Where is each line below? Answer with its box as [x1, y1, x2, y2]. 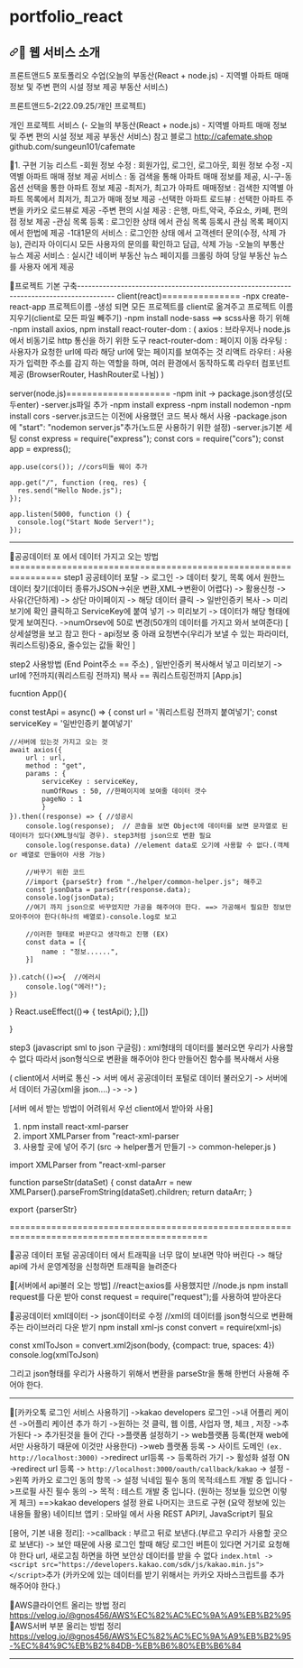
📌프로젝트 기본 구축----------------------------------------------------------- [9, 281, 292, 290]
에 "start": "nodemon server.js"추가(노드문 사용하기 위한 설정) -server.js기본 [9, 422, 283, 432]
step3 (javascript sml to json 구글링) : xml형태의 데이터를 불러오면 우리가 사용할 [9, 1042, 294, 1053]
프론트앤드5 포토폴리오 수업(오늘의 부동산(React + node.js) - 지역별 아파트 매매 [9, 70, 289, 80]
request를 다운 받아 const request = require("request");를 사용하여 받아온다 [9, 1292, 282, 1302]
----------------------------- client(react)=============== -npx [9, 290, 260, 301]
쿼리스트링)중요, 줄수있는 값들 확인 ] [9, 640, 136, 650]
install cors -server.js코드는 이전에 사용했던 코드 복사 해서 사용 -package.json [9, 410, 287, 421]
